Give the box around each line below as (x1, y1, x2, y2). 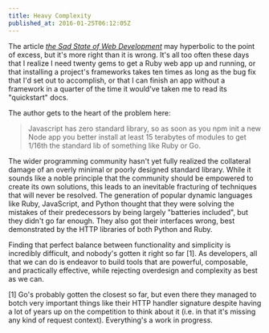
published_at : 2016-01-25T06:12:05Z (8, 19, 131, 27)
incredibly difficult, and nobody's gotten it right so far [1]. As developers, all (8, 248, 258, 258)
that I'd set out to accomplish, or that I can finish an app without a (8, 75, 226, 85)
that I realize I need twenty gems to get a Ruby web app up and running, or (8, 58, 256, 68)
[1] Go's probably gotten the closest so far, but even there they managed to (8, 290, 257, 299)
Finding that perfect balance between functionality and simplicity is (8, 240, 231, 250)
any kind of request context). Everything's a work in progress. (8, 315, 213, 325)
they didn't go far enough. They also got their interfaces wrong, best (8, 216, 235, 225)
